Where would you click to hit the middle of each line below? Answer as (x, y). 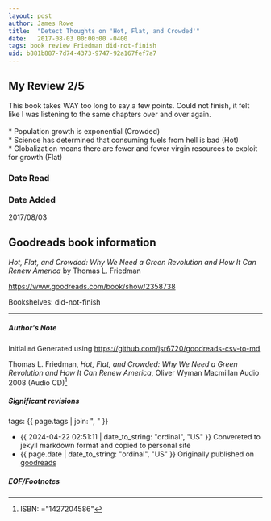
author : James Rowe (41, 23)
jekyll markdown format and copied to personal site (105, 446)
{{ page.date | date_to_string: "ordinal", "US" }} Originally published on (137, 454)
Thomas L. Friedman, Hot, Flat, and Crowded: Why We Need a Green (123, 363)
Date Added (32, 200)
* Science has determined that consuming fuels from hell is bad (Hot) (124, 140)
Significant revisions (44, 401)
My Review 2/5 (46, 86)
